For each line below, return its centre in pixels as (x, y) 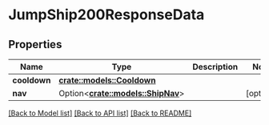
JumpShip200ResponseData (106, 15)
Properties (35, 44)
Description (215, 67)
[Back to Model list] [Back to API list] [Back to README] (100, 113)
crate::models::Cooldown (107, 80)
